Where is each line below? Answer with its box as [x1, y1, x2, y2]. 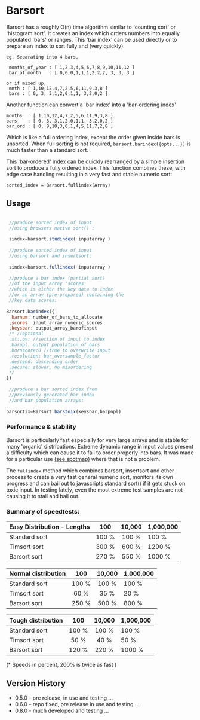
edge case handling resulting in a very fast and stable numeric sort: [6, 170, 173, 178]
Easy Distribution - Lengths [9, 523, 90, 531]
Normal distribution [9, 569, 66, 578]
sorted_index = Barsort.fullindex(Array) [6, 182, 111, 188]
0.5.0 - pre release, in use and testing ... [14, 694, 113, 701]
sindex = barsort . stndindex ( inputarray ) [8, 236, 111, 242]
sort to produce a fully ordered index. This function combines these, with [6, 164, 186, 171]
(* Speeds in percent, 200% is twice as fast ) [6, 661, 117, 668]
